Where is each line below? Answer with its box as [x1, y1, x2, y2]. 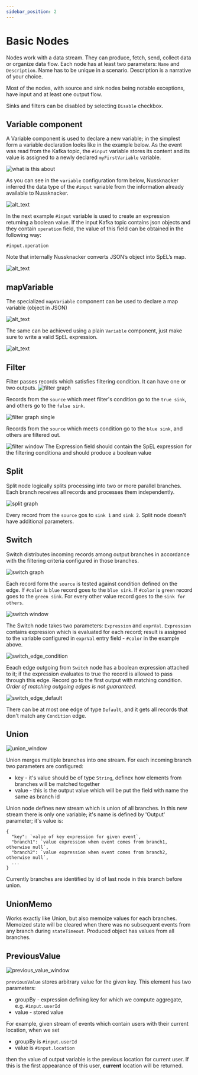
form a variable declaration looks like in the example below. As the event [6, 141, 182, 148]
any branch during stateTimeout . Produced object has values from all [6, 927, 174, 935]
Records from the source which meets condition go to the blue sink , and [6, 425, 183, 432]
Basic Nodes [6, 34, 69, 47]
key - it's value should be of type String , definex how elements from [14, 774, 182, 781]
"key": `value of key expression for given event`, [11, 834, 142, 840]
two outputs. [6, 384, 37, 391]
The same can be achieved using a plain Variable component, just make [6, 327, 183, 334]
